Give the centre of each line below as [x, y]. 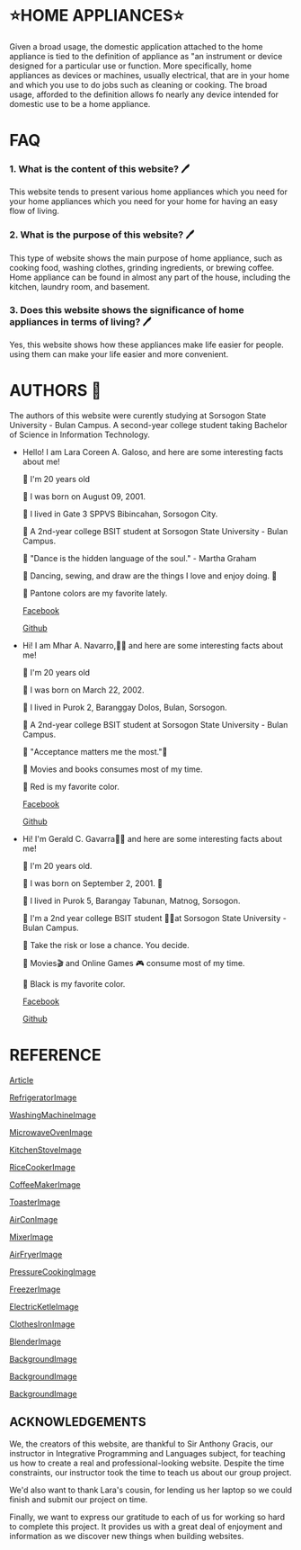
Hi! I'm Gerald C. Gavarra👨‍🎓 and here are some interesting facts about [152, 838]
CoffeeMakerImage [45, 1184]
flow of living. [35, 211]
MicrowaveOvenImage [51, 1132]
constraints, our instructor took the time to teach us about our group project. [150, 1472]
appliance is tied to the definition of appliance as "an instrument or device [146, 56]
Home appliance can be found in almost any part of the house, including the [150, 277]
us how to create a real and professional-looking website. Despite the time [147, 1463]
